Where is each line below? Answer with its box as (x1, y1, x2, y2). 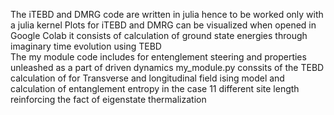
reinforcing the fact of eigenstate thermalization (10, 94, 207, 105)
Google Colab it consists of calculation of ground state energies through (10, 30, 308, 41)
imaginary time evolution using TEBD (10, 40, 162, 52)
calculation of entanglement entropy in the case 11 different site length (10, 83, 300, 94)
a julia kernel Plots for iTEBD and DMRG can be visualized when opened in (10, 19, 317, 31)
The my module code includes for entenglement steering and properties (10, 51, 307, 63)
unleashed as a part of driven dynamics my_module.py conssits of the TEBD (10, 62, 325, 73)
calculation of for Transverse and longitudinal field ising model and (10, 72, 285, 84)
